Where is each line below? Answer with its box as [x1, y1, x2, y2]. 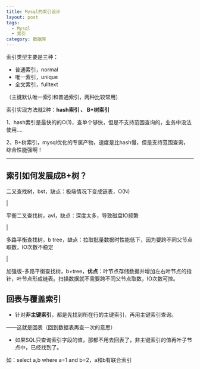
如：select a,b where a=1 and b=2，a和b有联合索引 [6, 356, 132, 363]
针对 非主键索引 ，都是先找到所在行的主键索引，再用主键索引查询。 [14, 311, 177, 318]
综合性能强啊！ [6, 146, 43, 153]
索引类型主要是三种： [6, 53, 58, 60]
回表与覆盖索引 [6, 294, 61, 304]
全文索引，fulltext [14, 81, 58, 88]
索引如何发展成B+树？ [6, 171, 87, 181]
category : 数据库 [6, 36, 46, 42]
